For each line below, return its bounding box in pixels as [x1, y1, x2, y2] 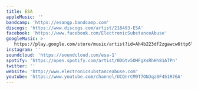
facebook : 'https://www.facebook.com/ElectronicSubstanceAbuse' [6, 30, 167, 36]
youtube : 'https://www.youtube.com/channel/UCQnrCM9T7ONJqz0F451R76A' [6, 74, 183, 80]
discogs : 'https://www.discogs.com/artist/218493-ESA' [6, 25, 144, 31]
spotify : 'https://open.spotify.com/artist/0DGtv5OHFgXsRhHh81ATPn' [6, 57, 178, 63]
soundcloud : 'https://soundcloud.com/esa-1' [6, 52, 117, 58]
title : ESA [6, 8, 33, 15]
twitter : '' [6, 63, 35, 69]
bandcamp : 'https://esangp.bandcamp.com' [6, 19, 110, 25]
